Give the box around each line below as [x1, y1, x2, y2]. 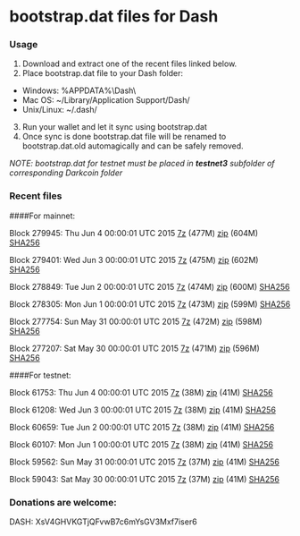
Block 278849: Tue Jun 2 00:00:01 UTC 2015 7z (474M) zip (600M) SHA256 [9, 281, 290, 292]
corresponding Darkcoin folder [9, 167, 123, 178]
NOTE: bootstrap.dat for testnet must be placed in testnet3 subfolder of [9, 158, 275, 169]
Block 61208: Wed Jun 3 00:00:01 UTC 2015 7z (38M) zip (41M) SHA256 [9, 404, 277, 415]
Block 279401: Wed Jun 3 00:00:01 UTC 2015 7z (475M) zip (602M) [9, 254, 259, 265]
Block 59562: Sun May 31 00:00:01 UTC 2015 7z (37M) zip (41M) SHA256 [9, 456, 279, 467]
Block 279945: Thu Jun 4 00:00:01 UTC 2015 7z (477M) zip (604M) [9, 227, 259, 238]
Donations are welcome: [9, 496, 118, 508]
